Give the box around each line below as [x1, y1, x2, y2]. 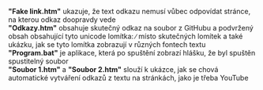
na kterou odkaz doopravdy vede [8, 15, 116, 24]
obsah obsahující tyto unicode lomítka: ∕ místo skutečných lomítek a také [8, 31, 243, 41]
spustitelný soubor [8, 56, 69, 66]
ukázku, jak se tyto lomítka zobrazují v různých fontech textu [8, 40, 206, 49]
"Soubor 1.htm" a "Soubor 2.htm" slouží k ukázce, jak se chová [8, 65, 219, 74]
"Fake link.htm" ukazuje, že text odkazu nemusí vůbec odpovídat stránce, [8, 7, 251, 16]
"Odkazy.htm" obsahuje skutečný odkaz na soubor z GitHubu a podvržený [8, 23, 254, 32]
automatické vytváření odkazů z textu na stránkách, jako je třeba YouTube [8, 74, 249, 82]
